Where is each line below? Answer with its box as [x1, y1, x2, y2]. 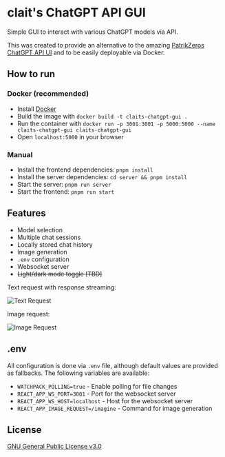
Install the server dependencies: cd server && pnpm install [17, 172, 188, 181]
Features [7, 207, 46, 219]
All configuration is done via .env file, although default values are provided [7, 361, 218, 369]
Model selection [17, 225, 63, 234]
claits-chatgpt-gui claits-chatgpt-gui [17, 126, 132, 134]
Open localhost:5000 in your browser [17, 132, 124, 141]
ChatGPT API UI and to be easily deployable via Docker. [7, 48, 165, 57]
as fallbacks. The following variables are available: [7, 369, 150, 377]
